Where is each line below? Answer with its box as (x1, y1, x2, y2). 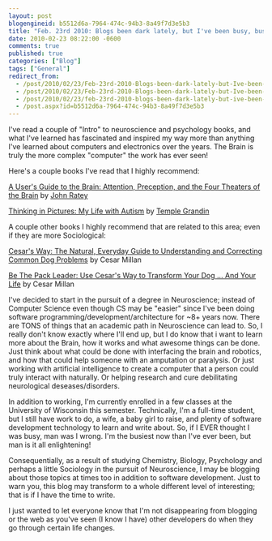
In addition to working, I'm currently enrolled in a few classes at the (8, 397, 232, 406)
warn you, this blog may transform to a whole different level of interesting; (8, 482, 256, 492)
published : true (8, 49, 63, 58)
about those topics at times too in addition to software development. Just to (8, 473, 261, 483)
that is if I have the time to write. (8, 490, 116, 500)
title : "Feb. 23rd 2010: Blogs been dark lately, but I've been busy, (8, 27, 252, 35)
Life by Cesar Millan (8, 279, 75, 289)
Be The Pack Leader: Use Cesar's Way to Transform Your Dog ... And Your (8, 271, 257, 281)
